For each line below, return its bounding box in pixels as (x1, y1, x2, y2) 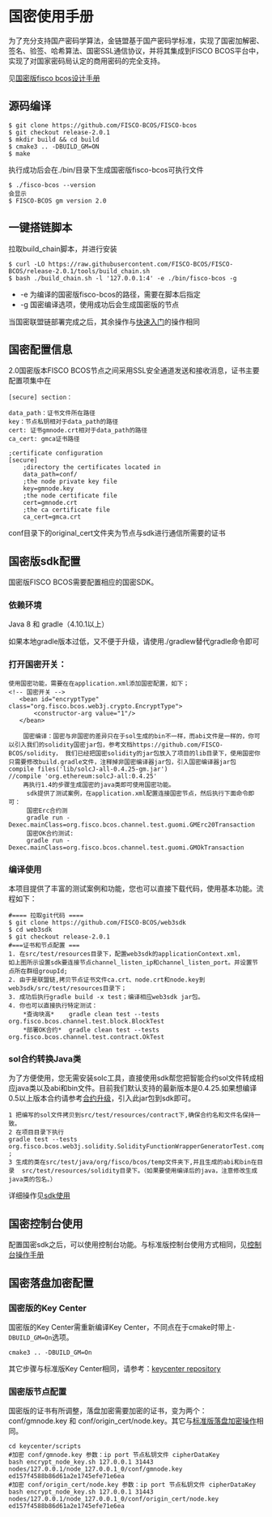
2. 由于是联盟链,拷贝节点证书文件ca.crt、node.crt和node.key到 (8, 976, 206, 985)
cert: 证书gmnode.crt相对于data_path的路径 (8, 426, 148, 434)
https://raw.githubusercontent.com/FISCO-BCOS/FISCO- (48, 260, 233, 268)
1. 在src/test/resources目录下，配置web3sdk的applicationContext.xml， (8, 950, 244, 959)
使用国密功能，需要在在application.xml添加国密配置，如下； (8, 679, 190, 687)
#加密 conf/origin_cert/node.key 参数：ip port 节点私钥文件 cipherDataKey (8, 1481, 257, 1489)
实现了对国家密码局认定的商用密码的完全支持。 (8, 56, 164, 66)
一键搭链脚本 (8, 220, 73, 235)
